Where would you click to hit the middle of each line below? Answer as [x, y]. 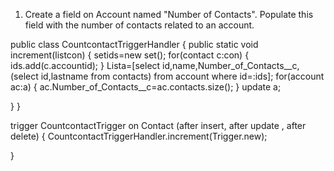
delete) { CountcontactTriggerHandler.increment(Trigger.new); [139, 136]
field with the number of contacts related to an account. [139, 25]
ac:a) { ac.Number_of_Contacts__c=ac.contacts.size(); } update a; [146, 87]
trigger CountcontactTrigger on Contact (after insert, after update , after [158, 125]
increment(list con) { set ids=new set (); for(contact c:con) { [130, 55]
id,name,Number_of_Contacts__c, [231, 65]
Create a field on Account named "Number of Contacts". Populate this [169, 14]
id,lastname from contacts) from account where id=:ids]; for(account [182, 76]
